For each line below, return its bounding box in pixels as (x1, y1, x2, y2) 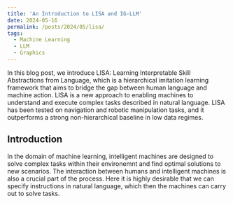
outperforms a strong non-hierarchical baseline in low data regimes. (7, 113, 204, 121)
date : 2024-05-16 (7, 17, 58, 24)
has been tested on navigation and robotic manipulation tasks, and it (7, 106, 204, 114)
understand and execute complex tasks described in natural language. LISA (7, 98, 225, 106)
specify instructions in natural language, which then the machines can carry (7, 181, 226, 190)
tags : (7, 29, 23, 37)
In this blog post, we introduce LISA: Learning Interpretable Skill (7, 68, 191, 77)
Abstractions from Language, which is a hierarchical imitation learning (7, 76, 209, 84)
